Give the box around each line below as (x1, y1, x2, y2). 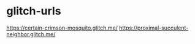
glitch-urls (6, 4, 61, 18)
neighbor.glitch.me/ (6, 30, 56, 37)
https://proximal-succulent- (119, 24, 189, 31)
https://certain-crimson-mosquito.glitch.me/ (6, 24, 118, 31)
